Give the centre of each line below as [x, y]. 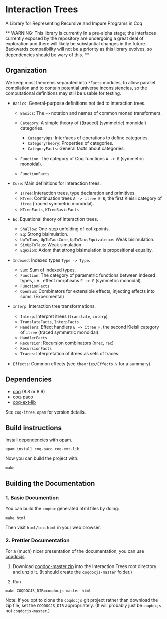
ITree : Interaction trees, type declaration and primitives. [78, 193]
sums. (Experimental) [42, 296]
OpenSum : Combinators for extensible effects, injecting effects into [87, 291]
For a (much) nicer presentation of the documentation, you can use [75, 551]
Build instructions [33, 428]
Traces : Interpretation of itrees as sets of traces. [70, 353]
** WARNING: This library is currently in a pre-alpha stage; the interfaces [81, 33]
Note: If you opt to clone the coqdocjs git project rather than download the [82, 600]
